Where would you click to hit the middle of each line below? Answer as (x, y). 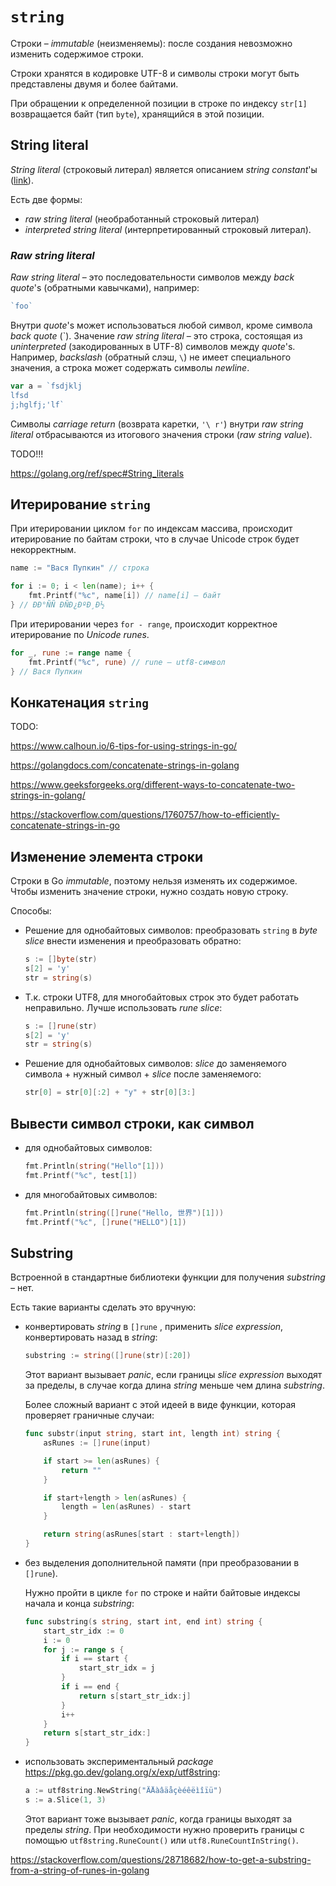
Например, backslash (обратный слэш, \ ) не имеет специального (151, 357)
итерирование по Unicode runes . (80, 634)
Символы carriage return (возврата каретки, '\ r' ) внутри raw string (157, 424)
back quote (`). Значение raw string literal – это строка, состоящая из (156, 335)
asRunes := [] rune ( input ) (97, 1443)
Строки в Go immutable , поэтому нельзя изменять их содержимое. (154, 881)
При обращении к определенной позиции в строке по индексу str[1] (159, 103)
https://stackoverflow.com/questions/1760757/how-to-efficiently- (145, 815)
